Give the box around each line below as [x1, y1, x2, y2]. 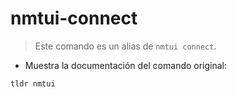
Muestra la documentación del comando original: [24, 59, 228, 71]
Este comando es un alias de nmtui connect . [34, 40, 217, 52]
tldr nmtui [10, 78, 56, 89]
